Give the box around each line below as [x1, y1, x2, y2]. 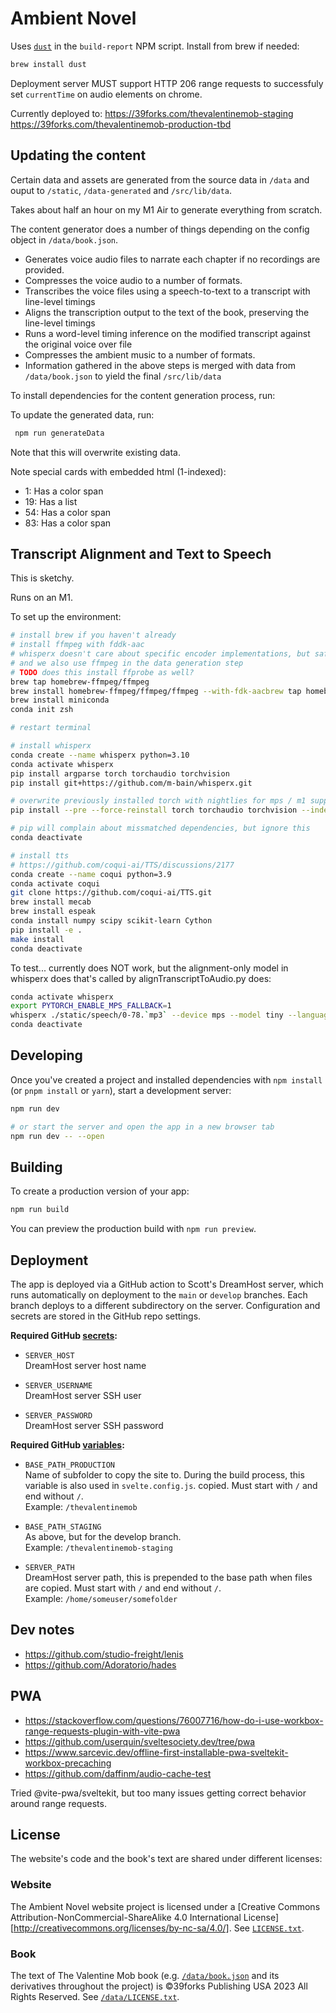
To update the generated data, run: [10, 408, 155, 421]
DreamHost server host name [24, 1360, 147, 1371]
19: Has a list [24, 495, 78, 507]
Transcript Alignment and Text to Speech [10, 545, 272, 562]
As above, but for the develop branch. [24, 1531, 182, 1542]
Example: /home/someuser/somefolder [24, 1593, 178, 1604]
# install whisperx [10, 741, 92, 751]
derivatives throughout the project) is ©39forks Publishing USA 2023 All [10, 1980, 308, 1992]
